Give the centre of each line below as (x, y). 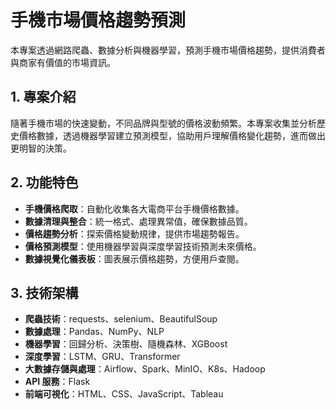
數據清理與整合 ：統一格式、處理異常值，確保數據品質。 (138, 221)
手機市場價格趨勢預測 (98, 20)
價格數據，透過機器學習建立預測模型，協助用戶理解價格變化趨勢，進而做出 (172, 135)
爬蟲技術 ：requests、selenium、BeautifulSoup (121, 319)
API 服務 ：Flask (57, 382)
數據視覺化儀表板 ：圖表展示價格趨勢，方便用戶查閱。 (134, 258)
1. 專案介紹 (43, 97)
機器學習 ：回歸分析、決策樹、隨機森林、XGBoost (126, 344)
